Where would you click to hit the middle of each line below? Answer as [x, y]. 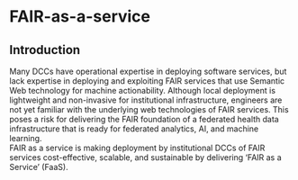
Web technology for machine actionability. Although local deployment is [143, 90]
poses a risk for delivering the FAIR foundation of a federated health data [144, 119]
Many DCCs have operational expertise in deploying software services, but [148, 71]
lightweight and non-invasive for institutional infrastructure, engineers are [146, 100]
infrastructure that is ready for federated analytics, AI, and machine [134, 129]
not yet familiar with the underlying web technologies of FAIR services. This [149, 109]
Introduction [45, 50]
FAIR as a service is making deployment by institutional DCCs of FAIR [137, 148]
